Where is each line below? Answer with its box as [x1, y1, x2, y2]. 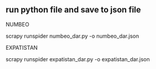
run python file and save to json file [5, 5, 141, 15]
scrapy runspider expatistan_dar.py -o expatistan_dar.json [5, 55, 150, 62]
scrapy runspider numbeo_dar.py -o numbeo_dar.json [5, 32, 140, 40]
